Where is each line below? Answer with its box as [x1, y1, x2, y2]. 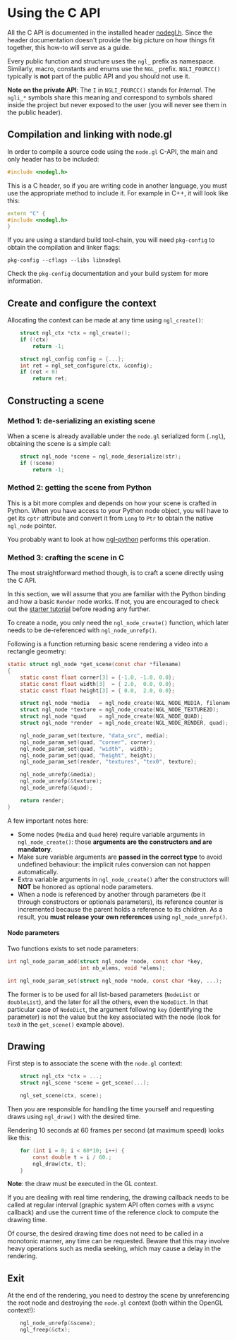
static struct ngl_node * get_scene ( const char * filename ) [7, 661, 181, 668]
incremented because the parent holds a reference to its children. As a [17, 905, 223, 913]
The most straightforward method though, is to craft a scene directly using [7, 569, 224, 577]
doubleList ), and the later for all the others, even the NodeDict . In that [7, 997, 208, 1006]
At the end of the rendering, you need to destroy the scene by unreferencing [7, 1291, 230, 1300]
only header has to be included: [7, 155, 99, 163]
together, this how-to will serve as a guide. [7, 43, 131, 52]
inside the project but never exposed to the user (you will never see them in [7, 100, 227, 109]
